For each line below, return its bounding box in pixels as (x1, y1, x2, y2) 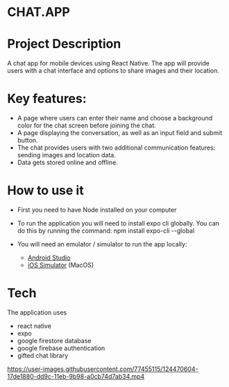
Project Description (7, 36, 121, 52)
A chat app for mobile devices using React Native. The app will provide (7, 59, 210, 68)
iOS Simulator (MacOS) (27, 261, 94, 269)
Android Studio (27, 253, 71, 262)
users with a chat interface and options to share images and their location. (7, 67, 220, 75)
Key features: (7, 91, 87, 106)
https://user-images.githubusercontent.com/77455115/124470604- (7, 365, 198, 373)
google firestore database (17, 336, 92, 345)
